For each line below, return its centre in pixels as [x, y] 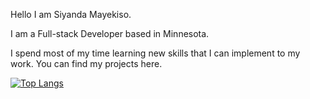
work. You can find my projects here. [86, 63]
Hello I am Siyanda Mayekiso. [71, 14]
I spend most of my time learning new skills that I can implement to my [155, 53]
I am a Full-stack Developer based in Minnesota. [110, 33]
